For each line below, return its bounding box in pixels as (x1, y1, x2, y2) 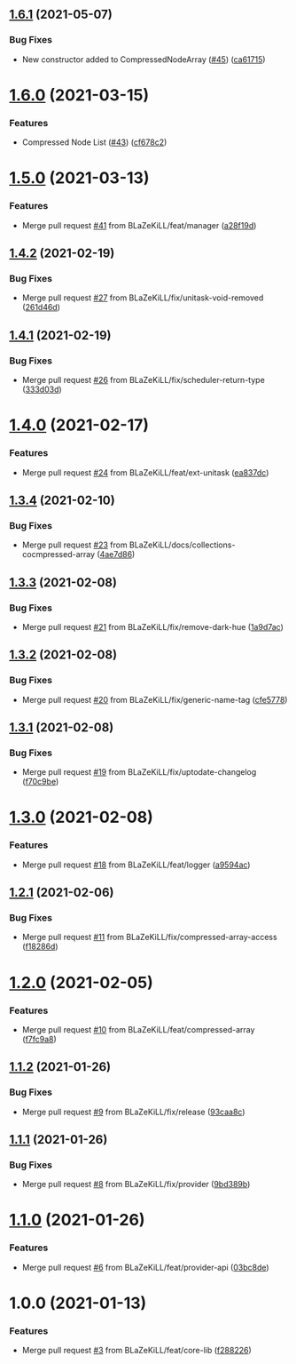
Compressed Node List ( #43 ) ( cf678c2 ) (21, 137, 167, 148)
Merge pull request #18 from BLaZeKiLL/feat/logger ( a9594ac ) (21, 859, 251, 870)
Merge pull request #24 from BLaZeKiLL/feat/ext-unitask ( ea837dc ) (21, 467, 269, 478)
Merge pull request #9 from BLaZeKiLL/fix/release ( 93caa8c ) (21, 1106, 245, 1117)
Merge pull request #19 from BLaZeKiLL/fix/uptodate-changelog (21, 767, 257, 778)
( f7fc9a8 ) (21, 1033, 58, 1044)
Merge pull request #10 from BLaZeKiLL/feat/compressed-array (21, 1024, 255, 1034)
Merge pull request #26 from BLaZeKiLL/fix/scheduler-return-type (21, 375, 266, 386)
